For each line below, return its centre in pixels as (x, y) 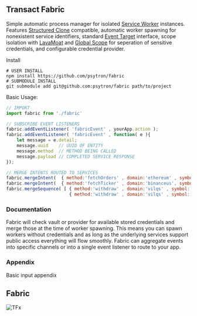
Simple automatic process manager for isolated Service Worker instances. (96, 23)
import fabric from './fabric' (44, 113)
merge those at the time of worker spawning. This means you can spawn (94, 229)
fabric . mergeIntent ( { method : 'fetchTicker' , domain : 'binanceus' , (91, 184)
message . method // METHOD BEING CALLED (67, 151)
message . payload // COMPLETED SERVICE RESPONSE (76, 157)
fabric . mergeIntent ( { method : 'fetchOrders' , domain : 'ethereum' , (91, 178)
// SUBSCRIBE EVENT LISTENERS (43, 124)
